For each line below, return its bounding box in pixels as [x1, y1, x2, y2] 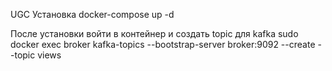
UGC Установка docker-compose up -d [10, 9, 175, 20]
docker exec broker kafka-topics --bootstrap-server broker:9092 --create [10, 39, 316, 50]
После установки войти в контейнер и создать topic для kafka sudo [10, 28, 299, 39]
